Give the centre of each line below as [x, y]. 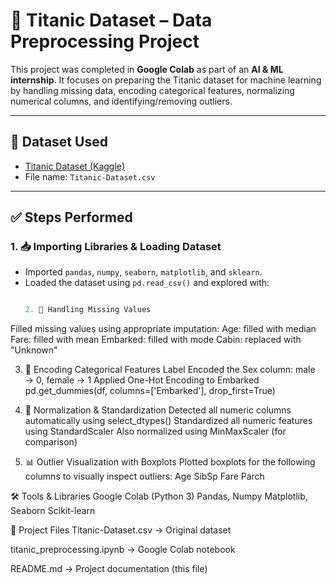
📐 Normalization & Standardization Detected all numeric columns [158, 410]
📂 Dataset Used [59, 142]
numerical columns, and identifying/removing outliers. [121, 101]
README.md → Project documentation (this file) [109, 569]
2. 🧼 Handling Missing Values [88, 310]
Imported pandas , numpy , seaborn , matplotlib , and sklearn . [143, 272]
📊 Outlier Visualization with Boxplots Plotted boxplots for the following [170, 462]
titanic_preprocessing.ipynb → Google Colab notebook [123, 550]
